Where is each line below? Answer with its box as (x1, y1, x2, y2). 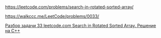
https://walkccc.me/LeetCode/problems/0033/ (5, 13, 99, 19)
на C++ (5, 28, 21, 33)
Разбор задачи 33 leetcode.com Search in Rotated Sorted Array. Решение (5, 23, 157, 28)
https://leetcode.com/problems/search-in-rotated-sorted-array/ (5, 4, 134, 10)
